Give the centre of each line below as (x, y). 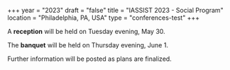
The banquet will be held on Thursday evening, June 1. (88, 45)
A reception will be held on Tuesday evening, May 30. (86, 31)
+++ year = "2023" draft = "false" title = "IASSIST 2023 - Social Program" (115, 10)
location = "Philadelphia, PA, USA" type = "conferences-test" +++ (104, 18)
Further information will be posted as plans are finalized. (89, 59)
